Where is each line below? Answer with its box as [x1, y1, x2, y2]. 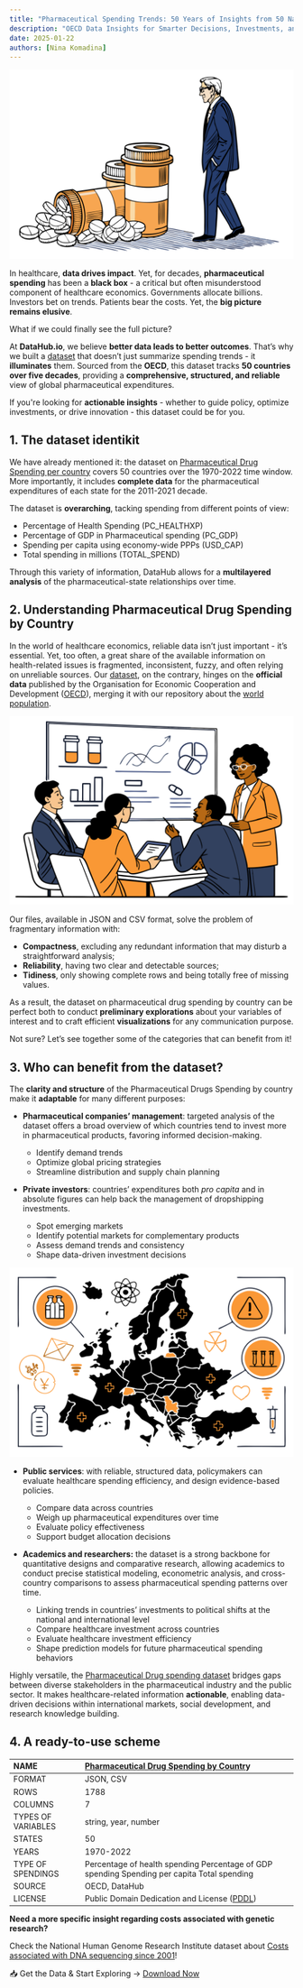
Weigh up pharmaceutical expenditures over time [35, 1512, 219, 1523]
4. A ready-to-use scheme [9, 1735, 161, 1750]
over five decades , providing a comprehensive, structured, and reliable [9, 370, 280, 381]
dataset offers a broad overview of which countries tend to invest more [22, 1120, 287, 1131]
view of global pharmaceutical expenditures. [9, 379, 175, 390]
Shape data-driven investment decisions [35, 1249, 187, 1260]
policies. [22, 1485, 54, 1496]
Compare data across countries [35, 1502, 153, 1513]
